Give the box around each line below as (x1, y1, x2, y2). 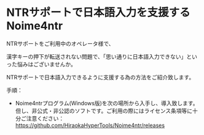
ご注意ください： (20, 114, 65, 122)
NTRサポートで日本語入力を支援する (6, 5, 190, 20)
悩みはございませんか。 (17, 60, 77, 68)
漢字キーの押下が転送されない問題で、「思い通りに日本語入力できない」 (6, 53, 187, 60)
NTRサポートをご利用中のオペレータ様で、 (6, 40, 115, 47)
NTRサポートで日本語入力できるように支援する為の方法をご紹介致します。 (6, 73, 195, 81)
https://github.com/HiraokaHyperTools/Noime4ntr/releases (15, 122, 165, 129)
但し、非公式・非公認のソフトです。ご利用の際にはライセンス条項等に (15, 107, 193, 114)
